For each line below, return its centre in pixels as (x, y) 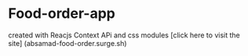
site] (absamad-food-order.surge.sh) (67, 43)
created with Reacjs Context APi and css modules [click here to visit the (124, 35)
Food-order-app (62, 14)
